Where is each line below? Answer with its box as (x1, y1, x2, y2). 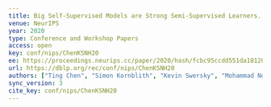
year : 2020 (8, 27, 45, 35)
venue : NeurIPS (8, 19, 60, 27)
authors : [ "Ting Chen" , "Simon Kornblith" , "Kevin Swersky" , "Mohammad (8, 72, 254, 80)
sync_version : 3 (8, 79, 63, 87)
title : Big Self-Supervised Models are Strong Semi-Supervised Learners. (8, 11, 262, 20)
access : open (8, 42, 52, 50)
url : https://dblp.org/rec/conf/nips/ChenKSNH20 (8, 64, 175, 72)
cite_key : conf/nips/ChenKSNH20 (8, 86, 117, 95)
